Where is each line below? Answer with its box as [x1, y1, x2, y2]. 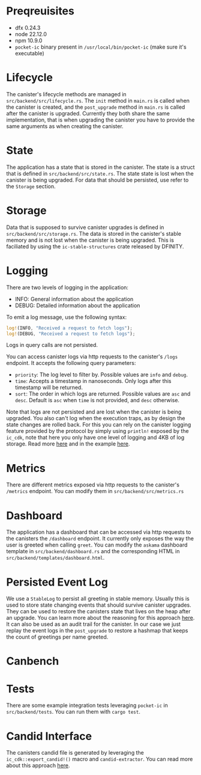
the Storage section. [6, 182, 56, 190]
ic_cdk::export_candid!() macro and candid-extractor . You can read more [6, 756, 193, 763]
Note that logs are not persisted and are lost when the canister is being [6, 408, 182, 415]
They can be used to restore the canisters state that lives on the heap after [6, 608, 191, 615]
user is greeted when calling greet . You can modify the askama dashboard [6, 541, 188, 548]
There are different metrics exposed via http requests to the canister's [6, 481, 180, 488]
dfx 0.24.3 [14, 24, 41, 31]
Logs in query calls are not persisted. [6, 342, 98, 349]
